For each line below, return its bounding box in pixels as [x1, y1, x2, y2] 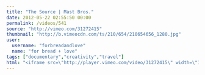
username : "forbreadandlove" [12, 43, 86, 49]
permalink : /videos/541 [6, 20, 67, 26]
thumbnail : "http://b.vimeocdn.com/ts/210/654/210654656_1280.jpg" [6, 31, 182, 37]
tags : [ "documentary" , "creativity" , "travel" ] [6, 54, 124, 60]
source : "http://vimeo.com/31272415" [6, 25, 103, 32]
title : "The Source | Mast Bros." [6, 8, 95, 15]
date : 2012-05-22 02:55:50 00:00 [6, 15, 92, 21]
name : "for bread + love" [12, 48, 78, 54]
